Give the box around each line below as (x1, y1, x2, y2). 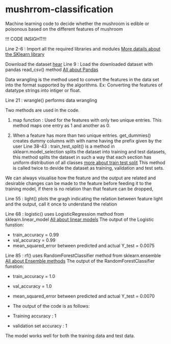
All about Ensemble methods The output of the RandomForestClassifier (5, 258, 155, 264)
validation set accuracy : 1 (12, 323, 67, 329)
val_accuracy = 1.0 (12, 283, 52, 289)
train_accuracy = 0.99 (12, 232, 59, 238)
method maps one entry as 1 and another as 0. (12, 122, 111, 128)
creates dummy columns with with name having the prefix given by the (12, 137, 162, 144)
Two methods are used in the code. (5, 107, 80, 113)
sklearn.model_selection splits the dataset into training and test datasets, (12, 148, 166, 154)
